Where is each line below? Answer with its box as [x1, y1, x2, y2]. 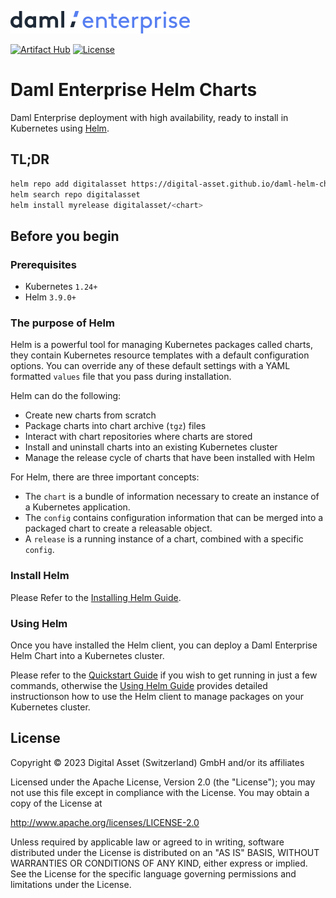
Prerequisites [10, 257, 77, 271]
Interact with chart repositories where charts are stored [24, 431, 253, 443]
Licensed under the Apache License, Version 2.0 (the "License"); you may [10, 776, 316, 788]
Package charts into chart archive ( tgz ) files [24, 420, 207, 432]
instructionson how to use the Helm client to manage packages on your [10, 690, 305, 702]
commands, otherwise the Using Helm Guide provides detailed [10, 679, 268, 691]
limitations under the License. [10, 878, 132, 890]
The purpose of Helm [10, 316, 115, 330]
